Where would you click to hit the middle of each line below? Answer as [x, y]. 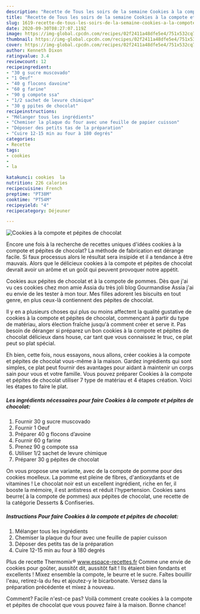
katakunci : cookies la [36, 177]
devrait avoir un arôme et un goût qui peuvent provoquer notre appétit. [93, 270]
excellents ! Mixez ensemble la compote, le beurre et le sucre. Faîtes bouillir [99, 575]
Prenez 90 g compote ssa [46, 447]
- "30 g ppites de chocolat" [42, 106]
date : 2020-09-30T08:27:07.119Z [46, 28]
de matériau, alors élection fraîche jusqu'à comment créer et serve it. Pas [96, 325]
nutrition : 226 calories [37, 183]
